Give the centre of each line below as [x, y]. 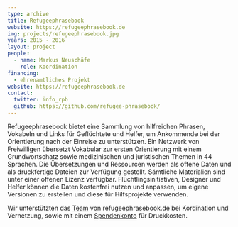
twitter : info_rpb [41, 100]
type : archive [28, 14]
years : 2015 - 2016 [36, 40]
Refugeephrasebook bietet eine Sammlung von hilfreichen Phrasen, [106, 126]
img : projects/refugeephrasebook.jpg [63, 34]
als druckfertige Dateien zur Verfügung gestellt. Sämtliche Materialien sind [117, 172]
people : [19, 54]
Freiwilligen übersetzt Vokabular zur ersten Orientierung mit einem [104, 149]
